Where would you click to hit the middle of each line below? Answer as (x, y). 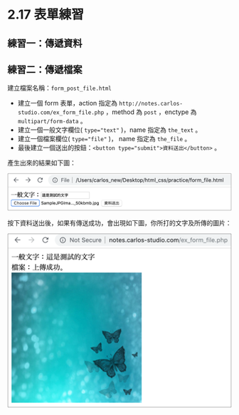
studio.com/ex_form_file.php (61, 113)
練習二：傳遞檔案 (45, 70)
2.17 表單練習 (46, 15)
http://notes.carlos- (151, 104)
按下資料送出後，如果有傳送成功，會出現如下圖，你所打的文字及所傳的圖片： (119, 222)
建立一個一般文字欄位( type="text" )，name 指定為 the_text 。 (110, 130)
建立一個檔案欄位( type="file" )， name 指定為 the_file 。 (104, 139)
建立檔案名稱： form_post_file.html (60, 88)
